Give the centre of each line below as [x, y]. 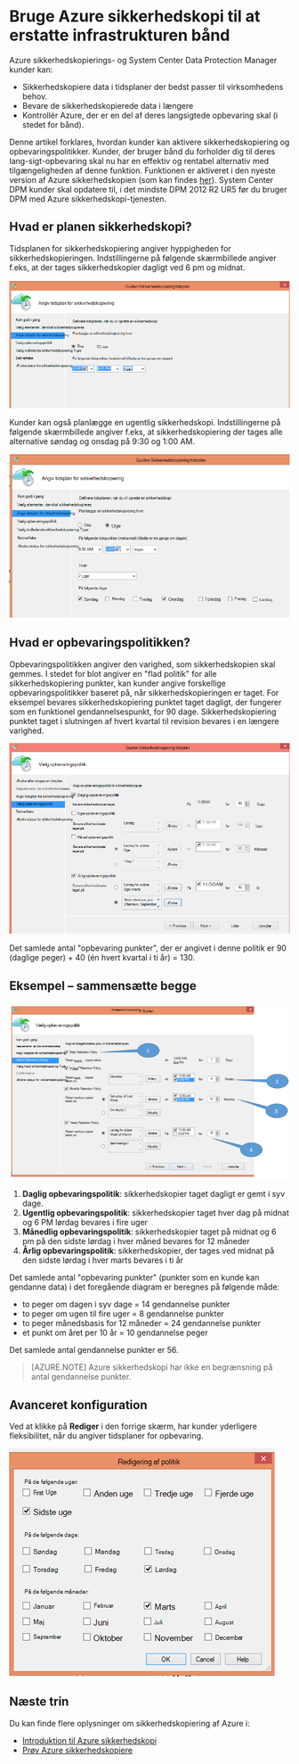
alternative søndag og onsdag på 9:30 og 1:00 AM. [102, 441]
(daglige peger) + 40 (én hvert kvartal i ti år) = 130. [102, 958]
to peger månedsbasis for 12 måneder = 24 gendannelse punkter [141, 1323]
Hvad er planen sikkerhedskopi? [101, 227]
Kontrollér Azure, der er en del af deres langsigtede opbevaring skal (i [150, 115]
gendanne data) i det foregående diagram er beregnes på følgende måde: [145, 1287]
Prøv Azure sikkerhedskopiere [77, 1750]
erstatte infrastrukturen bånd [120, 35]
